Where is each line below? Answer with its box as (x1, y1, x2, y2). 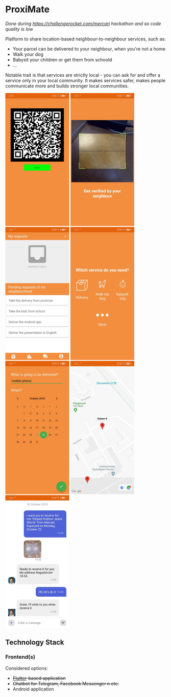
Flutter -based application (12, 675, 66, 681)
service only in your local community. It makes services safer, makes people (5, 77, 166, 83)
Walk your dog (12, 51, 43, 57)
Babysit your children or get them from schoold (12, 56, 112, 62)
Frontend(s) (5, 654, 36, 661)
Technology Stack (5, 638, 64, 647)
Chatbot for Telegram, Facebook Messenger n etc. (12, 680, 119, 686)
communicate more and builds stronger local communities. (5, 83, 129, 89)
